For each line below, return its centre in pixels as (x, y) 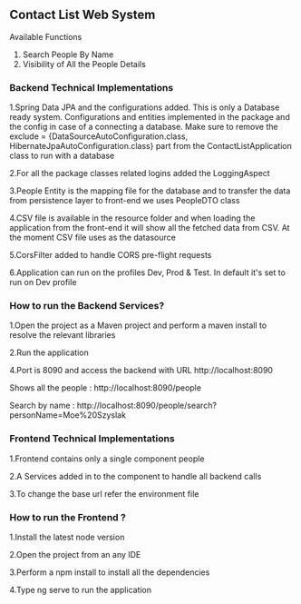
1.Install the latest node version (67, 537)
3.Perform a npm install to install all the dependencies (110, 572)
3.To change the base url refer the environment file (104, 493)
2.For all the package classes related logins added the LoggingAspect (140, 173)
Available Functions (46, 36)
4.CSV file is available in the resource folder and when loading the (132, 218)
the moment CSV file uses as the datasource (93, 238)
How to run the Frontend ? (68, 517)
